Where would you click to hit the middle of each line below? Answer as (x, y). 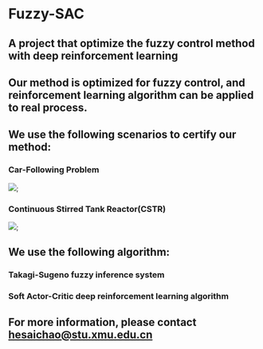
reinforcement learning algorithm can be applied (131, 95)
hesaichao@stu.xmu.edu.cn (80, 334)
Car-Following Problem (54, 170)
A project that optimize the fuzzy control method (131, 43)
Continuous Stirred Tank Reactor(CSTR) (87, 209)
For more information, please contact (102, 322)
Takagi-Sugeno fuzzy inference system (86, 275)
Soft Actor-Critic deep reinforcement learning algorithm (119, 296)
